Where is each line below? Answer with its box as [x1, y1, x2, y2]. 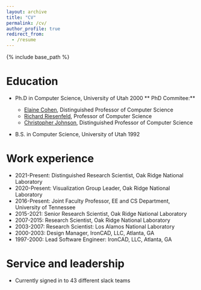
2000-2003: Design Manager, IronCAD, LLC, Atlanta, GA [14, 229, 155, 236]
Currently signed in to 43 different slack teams [14, 277, 131, 284]
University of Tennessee [14, 203, 76, 211]
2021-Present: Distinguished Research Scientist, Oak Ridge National [14, 171, 184, 178]
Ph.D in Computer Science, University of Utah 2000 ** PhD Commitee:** [14, 94, 196, 101]
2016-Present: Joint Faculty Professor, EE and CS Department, [14, 197, 170, 204]
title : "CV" [6, 14, 36, 20]
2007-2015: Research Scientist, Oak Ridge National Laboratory [14, 216, 170, 224]
